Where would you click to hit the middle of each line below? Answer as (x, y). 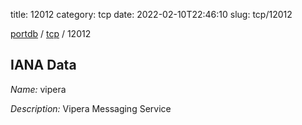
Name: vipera (38, 89)
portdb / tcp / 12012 (51, 33)
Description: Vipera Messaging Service (91, 108)
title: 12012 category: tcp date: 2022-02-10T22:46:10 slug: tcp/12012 (151, 14)
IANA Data (43, 65)
